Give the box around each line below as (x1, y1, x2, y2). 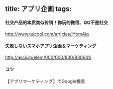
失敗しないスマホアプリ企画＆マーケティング (5, 43, 97, 49)
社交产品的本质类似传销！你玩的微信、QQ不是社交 (5, 19, 108, 25)
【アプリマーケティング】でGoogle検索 (5, 79, 86, 84)
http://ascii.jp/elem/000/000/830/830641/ (5, 54, 92, 60)
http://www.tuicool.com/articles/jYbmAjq (5, 31, 89, 37)
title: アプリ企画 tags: (5, 4, 72, 13)
